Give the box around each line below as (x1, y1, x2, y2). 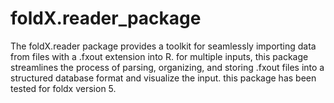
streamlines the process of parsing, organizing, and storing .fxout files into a (10, 61, 325, 73)
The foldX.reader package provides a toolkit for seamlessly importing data (10, 40, 317, 52)
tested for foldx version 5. (10, 82, 117, 94)
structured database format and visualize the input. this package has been (10, 72, 317, 84)
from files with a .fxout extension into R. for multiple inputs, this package (10, 50, 309, 62)
